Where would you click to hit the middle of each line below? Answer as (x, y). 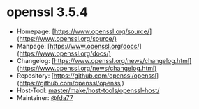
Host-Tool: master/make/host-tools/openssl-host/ (88, 90)
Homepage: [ (36, 31)
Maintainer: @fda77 (45, 97)
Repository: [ (35, 75)
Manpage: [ (33, 46)
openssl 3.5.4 (47, 12)
